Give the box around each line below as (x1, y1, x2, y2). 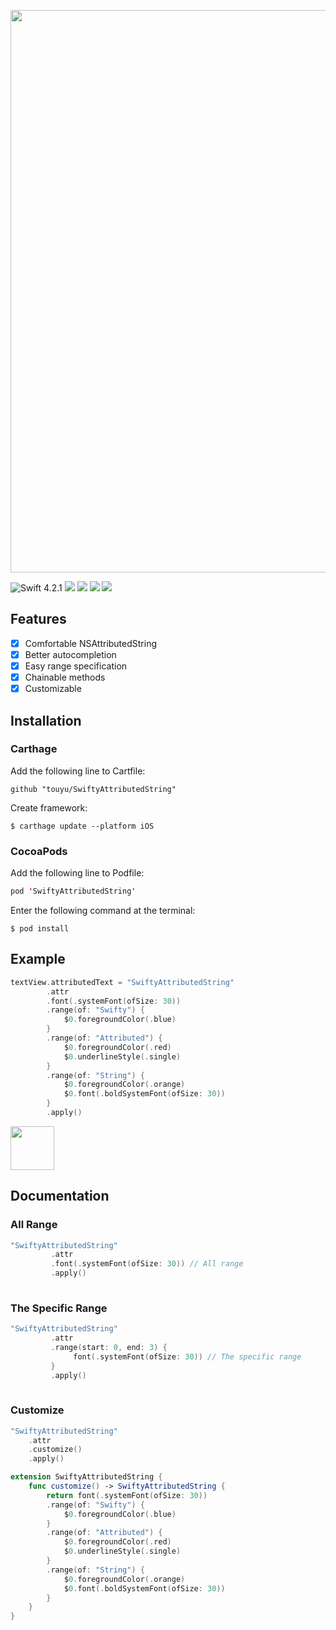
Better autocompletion (24, 648, 117, 660)
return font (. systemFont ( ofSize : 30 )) (46, 1490, 208, 1500)
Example (10, 951, 66, 968)
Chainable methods (24, 671, 106, 683)
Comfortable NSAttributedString (24, 637, 158, 649)
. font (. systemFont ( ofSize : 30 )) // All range (50, 1259, 244, 1269)
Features (10, 611, 67, 628)
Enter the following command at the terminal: (10, 904, 196, 916)
